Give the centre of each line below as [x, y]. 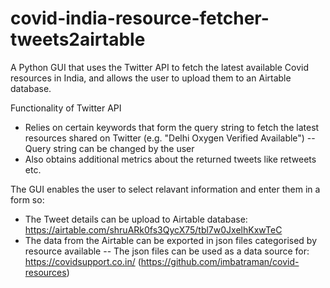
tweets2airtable [78, 39]
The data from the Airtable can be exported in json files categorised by [171, 240]
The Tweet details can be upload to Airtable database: [136, 219]
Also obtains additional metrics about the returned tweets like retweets [170, 159]
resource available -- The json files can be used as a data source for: [167, 251]
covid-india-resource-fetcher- [140, 18]
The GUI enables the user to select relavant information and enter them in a [165, 189]
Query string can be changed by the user [109, 148]
